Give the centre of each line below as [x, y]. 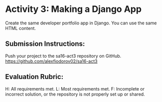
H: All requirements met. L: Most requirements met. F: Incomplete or [75, 89]
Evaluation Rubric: [34, 77]
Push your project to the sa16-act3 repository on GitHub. [63, 56]
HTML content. [21, 28]
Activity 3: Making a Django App [74, 9]
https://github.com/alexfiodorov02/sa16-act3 [51, 61]
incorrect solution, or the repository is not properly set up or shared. [75, 94]
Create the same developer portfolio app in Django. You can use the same [81, 23]
